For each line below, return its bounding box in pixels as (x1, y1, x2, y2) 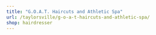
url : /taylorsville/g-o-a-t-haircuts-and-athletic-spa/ (6, 14, 150, 20)
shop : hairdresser (6, 20, 53, 26)
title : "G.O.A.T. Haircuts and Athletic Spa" (6, 8, 123, 15)
